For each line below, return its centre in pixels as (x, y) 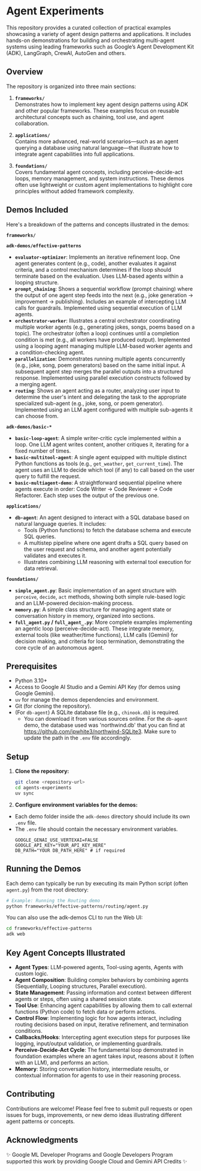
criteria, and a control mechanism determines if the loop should (93, 269)
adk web (16, 934)
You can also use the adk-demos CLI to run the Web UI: (74, 918)
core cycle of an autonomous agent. (60, 647)
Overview (25, 72)
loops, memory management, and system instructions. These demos (99, 178)
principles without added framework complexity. (74, 191)
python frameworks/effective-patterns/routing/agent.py (77, 906)
